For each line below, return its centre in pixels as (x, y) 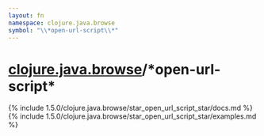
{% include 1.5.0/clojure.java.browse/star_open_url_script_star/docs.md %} (131, 108)
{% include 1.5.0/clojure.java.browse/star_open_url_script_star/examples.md (132, 116)
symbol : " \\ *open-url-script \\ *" (63, 30)
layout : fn (26, 15)
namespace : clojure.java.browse (61, 23)
